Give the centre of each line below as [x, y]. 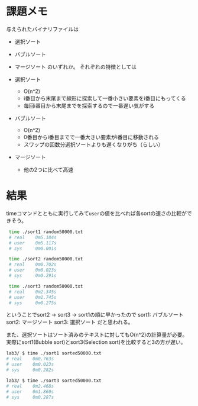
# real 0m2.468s [30, 386]
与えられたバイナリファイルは [42, 29]
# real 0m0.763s [30, 359]
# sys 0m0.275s [33, 303]
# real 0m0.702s [33, 265]
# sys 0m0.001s [33, 249]
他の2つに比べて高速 [48, 169]
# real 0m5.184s [33, 237]
